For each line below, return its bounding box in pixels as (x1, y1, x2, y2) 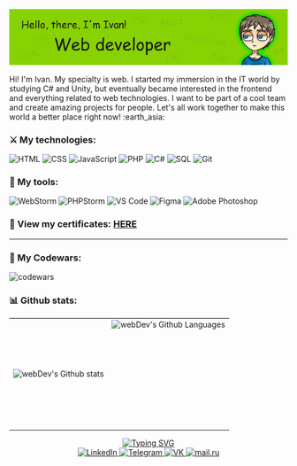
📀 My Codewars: (9, 252, 82, 264)
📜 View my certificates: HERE (9, 218, 137, 230)
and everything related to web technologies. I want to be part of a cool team (9, 92, 286, 103)
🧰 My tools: (9, 176, 59, 189)
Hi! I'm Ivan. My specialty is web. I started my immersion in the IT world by (9, 74, 280, 84)
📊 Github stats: (9, 294, 78, 307)
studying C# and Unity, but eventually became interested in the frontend (9, 83, 272, 94)
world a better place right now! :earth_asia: (9, 111, 165, 122)
